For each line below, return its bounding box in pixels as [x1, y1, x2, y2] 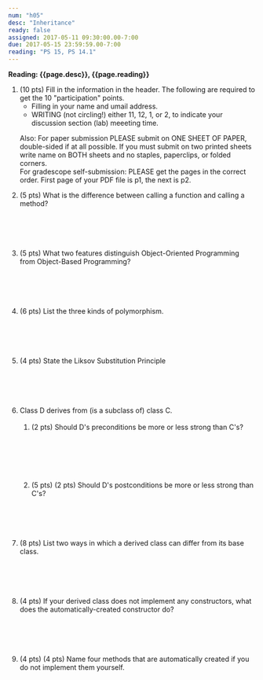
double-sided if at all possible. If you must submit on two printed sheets [19, 142, 252, 151]
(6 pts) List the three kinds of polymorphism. [19, 307, 164, 315]
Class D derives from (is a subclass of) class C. [19, 406, 173, 415]
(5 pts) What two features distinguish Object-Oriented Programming [19, 248, 239, 258]
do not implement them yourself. [19, 663, 126, 672]
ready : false [8, 26, 51, 34]
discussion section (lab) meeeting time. [31, 119, 159, 127]
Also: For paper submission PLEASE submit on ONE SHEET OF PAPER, [19, 134, 247, 142]
